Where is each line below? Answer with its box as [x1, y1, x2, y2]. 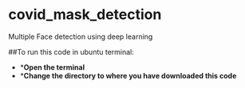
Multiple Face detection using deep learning [8, 32, 153, 41]
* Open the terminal [19, 62, 85, 72]
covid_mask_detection [8, 6, 162, 24]
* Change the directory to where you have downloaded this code [19, 71, 237, 80]
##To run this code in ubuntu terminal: [8, 47, 134, 56]
